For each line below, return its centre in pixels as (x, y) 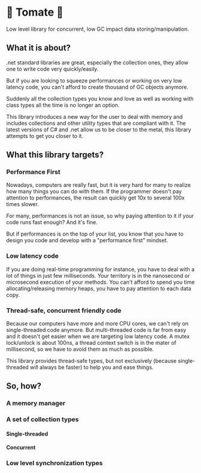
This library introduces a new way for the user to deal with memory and (94, 116)
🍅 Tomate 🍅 (35, 12)
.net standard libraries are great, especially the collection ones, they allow (97, 62)
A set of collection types (43, 419)
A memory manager (36, 403)
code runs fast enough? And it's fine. (52, 222)
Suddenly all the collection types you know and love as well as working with (100, 98)
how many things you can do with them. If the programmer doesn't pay (94, 192)
